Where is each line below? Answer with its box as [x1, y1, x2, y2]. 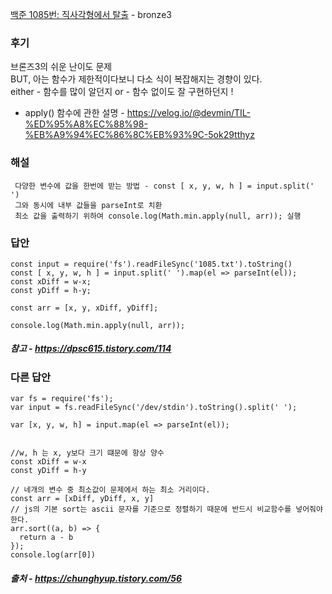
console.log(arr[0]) [10, 550, 97, 560]
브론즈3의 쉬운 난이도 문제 [10, 61, 113, 73]
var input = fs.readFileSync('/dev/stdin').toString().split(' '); [10, 403, 298, 413]
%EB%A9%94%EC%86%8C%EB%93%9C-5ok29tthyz [24, 129, 255, 141]
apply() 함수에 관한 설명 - [24, 107, 125, 119]
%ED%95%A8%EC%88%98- [24, 118, 148, 130]
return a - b [19, 533, 74, 543]
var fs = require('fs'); [10, 394, 114, 404]
